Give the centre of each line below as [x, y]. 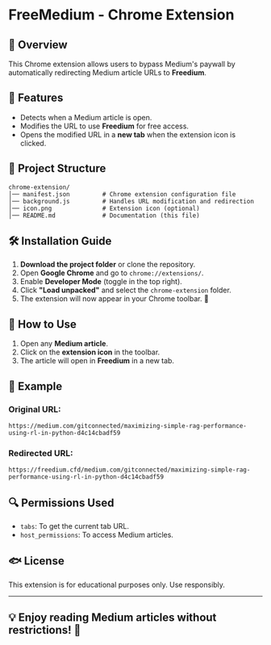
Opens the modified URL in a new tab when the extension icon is [128, 134]
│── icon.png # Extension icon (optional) [104, 208]
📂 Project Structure [57, 168]
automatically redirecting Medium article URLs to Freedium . [108, 73]
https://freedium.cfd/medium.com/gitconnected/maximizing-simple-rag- [129, 470]
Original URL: [35, 409]
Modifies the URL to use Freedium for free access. [104, 126]
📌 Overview [38, 45]
